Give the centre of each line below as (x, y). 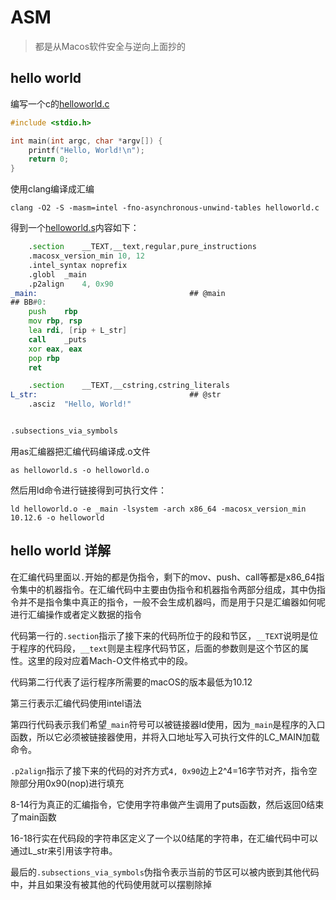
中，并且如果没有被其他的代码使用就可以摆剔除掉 (111, 884)
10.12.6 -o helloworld (57, 517)
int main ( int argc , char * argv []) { (86, 141)
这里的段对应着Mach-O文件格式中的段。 (110, 660)
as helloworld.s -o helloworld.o (80, 470)
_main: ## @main (118, 293)
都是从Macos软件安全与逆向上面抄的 (110, 46)
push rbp (53, 312)
